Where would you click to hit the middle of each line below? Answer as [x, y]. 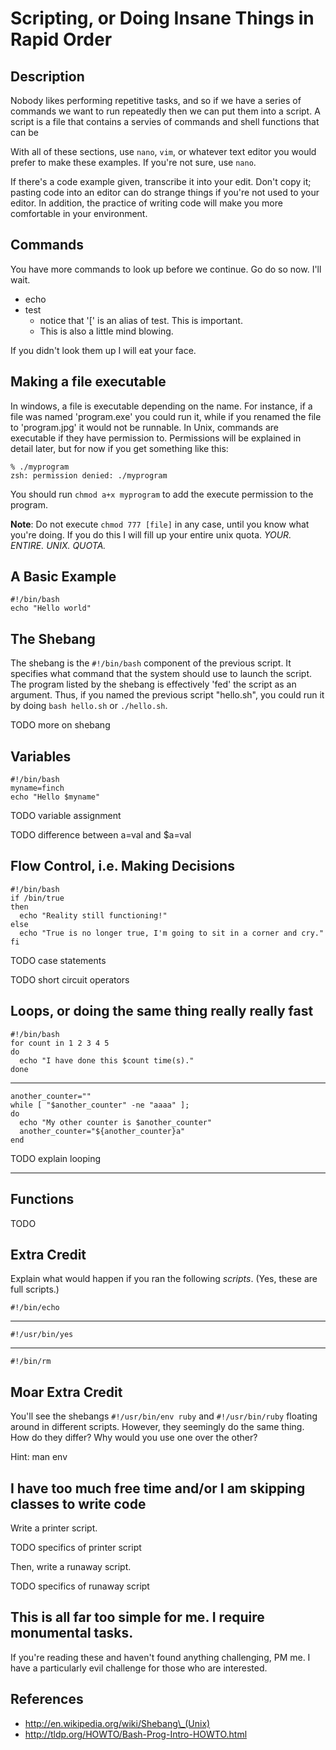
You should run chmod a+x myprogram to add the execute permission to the [162, 494]
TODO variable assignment [66, 816]
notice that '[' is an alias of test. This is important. [141, 320]
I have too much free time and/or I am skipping [158, 1488]
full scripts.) [35, 1289]
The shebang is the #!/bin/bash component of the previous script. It [151, 663]
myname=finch [37, 788]
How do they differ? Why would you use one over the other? [134, 1438]
